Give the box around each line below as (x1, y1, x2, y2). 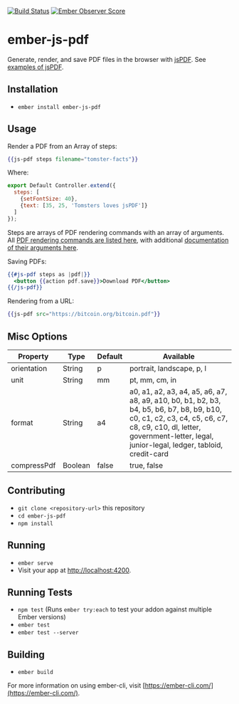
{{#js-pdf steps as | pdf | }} (7, 270, 91, 278)
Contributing (7, 485, 65, 497)
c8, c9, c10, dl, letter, (129, 422, 201, 432)
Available (162, 352, 196, 361)
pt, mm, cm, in (129, 375, 176, 384)
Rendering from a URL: (7, 297, 75, 305)
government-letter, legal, (129, 431, 214, 441)
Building (7, 648, 45, 661)
